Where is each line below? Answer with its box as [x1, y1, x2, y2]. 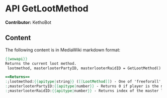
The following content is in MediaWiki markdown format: [5, 47, 121, 52]
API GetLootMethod [5, 3, 88, 14]
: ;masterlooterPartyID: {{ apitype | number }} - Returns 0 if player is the [5, 84, 159, 89]
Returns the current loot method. [5, 61, 77, 66]
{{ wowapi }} [5, 56, 28, 61]
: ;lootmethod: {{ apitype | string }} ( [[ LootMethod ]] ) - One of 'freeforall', [5, 79, 164, 84]
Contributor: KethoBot [5, 19, 52, 25]
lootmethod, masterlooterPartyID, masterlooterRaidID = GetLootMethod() [7, 65, 162, 71]
